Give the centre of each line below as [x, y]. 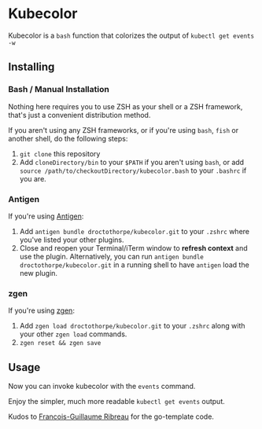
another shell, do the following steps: [68, 138]
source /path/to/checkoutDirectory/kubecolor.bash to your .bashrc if [133, 170]
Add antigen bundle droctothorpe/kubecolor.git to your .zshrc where [135, 231]
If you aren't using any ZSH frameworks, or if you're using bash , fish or [123, 130]
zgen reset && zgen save [60, 343]
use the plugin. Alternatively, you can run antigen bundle [112, 256]
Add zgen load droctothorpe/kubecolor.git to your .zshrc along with [132, 326]
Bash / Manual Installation [59, 90]
